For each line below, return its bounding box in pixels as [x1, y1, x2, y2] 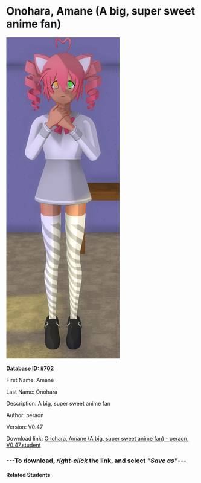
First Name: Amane [6, 376, 54, 383]
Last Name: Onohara [6, 388, 58, 395]
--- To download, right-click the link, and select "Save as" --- [6, 456, 187, 465]
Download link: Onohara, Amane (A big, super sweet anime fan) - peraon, [6, 435, 189, 442]
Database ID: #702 [6, 365, 54, 372]
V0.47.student [6, 441, 41, 449]
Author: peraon [6, 411, 44, 418]
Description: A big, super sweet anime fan [6, 400, 110, 407]
